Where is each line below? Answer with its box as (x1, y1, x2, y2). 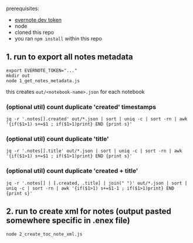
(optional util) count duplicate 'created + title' (6, 167, 138, 175)
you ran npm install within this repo (14, 35, 103, 42)
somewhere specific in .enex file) (6, 215, 130, 225)
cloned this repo (14, 29, 55, 36)
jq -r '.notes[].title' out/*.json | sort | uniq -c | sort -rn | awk (6, 148, 182, 154)
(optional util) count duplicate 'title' (6, 135, 109, 143)
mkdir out (6, 73, 31, 79)
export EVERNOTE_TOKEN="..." (6, 67, 77, 73)
